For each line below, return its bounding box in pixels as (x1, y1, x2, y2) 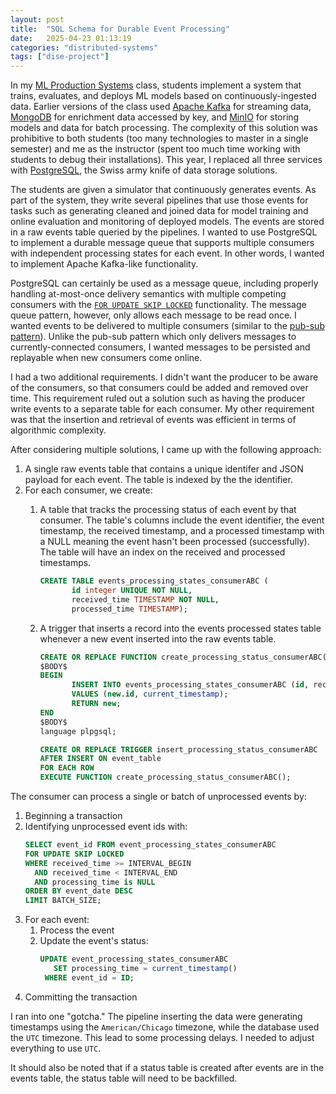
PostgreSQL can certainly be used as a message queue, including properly (10, 277, 319, 290)
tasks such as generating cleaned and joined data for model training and (10, 205, 309, 217)
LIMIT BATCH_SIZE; (24, 896, 102, 906)
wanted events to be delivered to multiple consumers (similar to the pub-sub (10, 320, 325, 332)
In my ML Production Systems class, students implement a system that (10, 79, 302, 91)
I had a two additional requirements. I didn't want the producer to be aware (10, 371, 319, 383)
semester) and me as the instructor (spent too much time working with (10, 143, 301, 155)
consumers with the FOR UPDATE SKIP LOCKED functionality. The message (10, 299, 307, 311)
